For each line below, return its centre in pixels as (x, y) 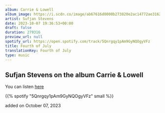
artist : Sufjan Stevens (29, 19)
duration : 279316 (23, 32)
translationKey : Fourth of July (38, 50)
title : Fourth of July (28, 46)
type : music (17, 55)
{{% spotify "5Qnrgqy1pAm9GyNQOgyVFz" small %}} (59, 96)
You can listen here (25, 87)
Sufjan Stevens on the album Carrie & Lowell (74, 75)
